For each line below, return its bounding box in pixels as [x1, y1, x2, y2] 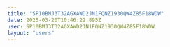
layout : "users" [7, 29, 55, 37]
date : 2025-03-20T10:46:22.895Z [7, 17, 101, 23]
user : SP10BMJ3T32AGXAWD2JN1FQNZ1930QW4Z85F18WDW [7, 23, 155, 30]
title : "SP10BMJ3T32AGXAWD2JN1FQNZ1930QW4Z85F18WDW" [7, 10, 164, 17]
